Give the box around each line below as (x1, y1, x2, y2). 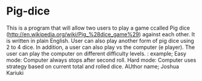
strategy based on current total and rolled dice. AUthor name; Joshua (6, 62, 180, 70)
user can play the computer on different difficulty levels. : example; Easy (6, 50, 186, 57)
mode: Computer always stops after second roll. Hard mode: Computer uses (6, 56, 197, 63)
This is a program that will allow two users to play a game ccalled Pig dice (6, 24, 191, 31)
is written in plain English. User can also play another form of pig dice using (6, 37, 195, 44)
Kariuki (6, 69, 24, 76)
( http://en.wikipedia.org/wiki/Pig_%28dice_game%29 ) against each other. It (6, 30, 195, 37)
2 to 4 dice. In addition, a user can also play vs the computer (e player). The (6, 44, 195, 51)
